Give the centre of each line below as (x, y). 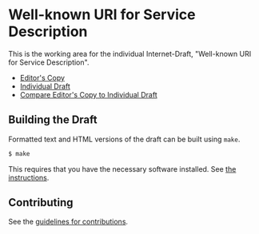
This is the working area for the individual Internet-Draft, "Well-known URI (130, 54)
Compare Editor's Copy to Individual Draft (88, 94)
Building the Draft (53, 120)
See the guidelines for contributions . (68, 222)
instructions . (29, 177)
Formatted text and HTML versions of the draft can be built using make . (124, 139)
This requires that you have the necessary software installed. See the (122, 169)
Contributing (41, 202)
